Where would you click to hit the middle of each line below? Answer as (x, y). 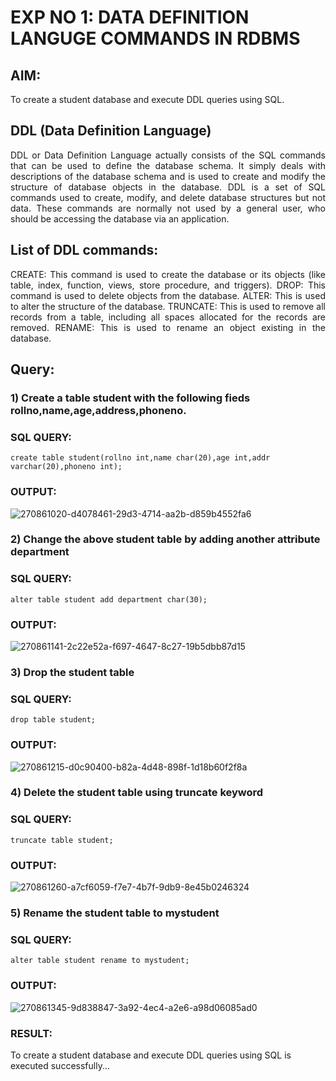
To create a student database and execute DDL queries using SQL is (151, 1055)
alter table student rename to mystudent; (100, 961)
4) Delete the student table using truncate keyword (137, 793)
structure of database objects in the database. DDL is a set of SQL (168, 187)
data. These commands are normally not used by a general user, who (168, 208)
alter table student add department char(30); (109, 599)
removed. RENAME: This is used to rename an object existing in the (168, 327)
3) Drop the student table (72, 672)
